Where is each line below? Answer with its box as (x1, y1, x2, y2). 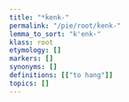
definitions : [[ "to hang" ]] (9, 71, 114, 80)
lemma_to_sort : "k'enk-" (9, 29, 101, 38)
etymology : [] (9, 46, 62, 55)
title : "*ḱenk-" (9, 12, 69, 22)
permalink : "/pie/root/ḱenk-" (9, 21, 122, 30)
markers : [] (9, 54, 53, 63)
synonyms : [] (9, 63, 58, 72)
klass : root (9, 37, 53, 47)
